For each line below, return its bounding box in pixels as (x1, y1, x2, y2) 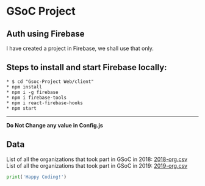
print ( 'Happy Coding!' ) (6, 174, 67, 180)
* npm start (6, 105, 37, 111)
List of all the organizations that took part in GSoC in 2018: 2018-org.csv (6, 156, 188, 163)
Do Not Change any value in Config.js (6, 121, 104, 129)
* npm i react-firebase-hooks (6, 99, 84, 106)
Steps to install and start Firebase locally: (6, 62, 167, 73)
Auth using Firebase (6, 29, 85, 39)
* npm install (6, 84, 43, 90)
